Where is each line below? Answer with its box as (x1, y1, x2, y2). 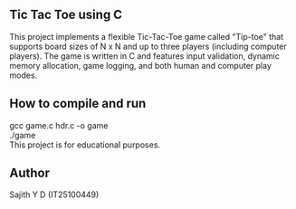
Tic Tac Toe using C (9, 7, 123, 23)
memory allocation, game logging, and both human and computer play (9, 60, 272, 71)
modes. (9, 70, 38, 81)
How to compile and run (9, 96, 147, 111)
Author (9, 166, 50, 181)
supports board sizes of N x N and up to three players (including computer (9, 41, 287, 52)
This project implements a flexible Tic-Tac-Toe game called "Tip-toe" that (9, 31, 283, 42)
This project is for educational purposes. (9, 139, 161, 150)
